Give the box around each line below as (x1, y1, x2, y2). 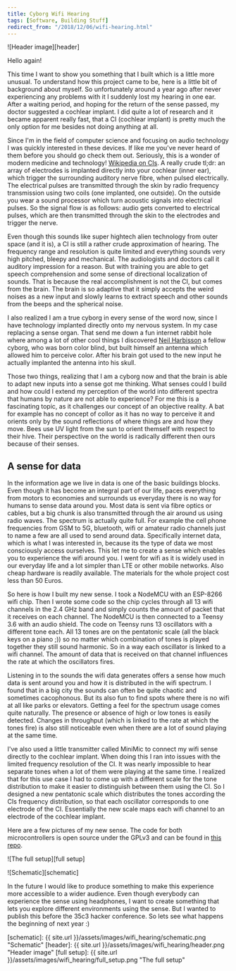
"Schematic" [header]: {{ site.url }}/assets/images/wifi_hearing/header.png (7, 941, 225, 949)
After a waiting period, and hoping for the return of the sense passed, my (7, 100, 220, 109)
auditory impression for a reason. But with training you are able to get (7, 263, 209, 271)
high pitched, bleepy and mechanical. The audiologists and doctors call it (7, 255, 220, 263)
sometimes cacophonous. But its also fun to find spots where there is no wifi (7, 694, 230, 702)
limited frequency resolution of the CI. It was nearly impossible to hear (7, 760, 211, 768)
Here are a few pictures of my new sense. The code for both (7, 826, 182, 835)
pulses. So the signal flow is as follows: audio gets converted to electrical (7, 204, 221, 212)
